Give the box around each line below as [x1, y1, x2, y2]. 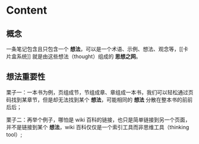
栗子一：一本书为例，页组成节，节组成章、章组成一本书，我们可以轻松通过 [6, 88, 188, 95]
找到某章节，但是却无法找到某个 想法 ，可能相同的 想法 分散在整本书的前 [11, 96, 188, 103]
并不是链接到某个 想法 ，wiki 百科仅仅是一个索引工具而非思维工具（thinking [6, 123, 189, 130]
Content [6, 4, 48, 17]
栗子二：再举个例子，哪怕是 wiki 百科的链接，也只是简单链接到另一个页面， [6, 116, 191, 123]
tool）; [6, 131, 23, 138]
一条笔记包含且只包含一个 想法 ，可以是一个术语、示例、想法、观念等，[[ [6, 46, 184, 52]
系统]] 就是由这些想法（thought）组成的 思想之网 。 [16, 53, 141, 60]
